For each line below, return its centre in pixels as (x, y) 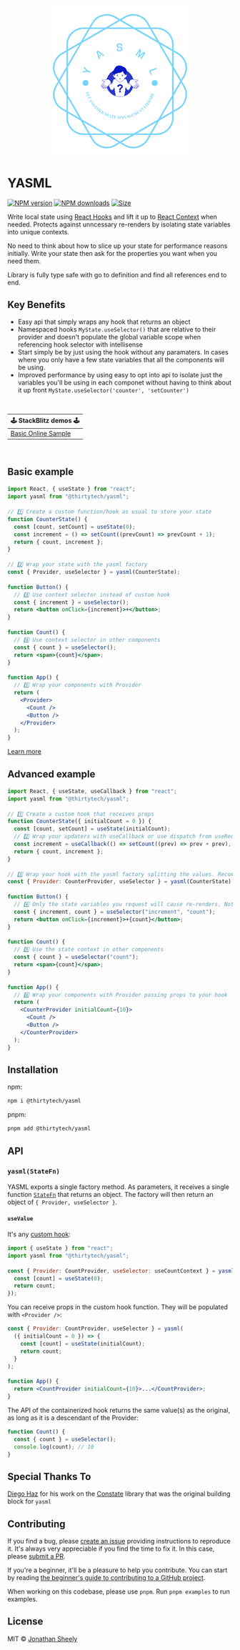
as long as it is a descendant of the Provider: (73, 1418)
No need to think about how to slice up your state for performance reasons (117, 246)
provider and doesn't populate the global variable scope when (109, 337)
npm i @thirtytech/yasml (44, 1101)
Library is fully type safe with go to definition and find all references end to (117, 274)
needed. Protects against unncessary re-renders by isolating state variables (119, 224)
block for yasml (30, 1501)
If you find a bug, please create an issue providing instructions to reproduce (119, 1541)
